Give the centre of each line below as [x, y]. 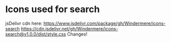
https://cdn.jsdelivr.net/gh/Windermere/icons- [70, 28]
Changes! [77, 34]
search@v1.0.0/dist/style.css [36, 34]
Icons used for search [52, 9]
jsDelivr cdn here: [24, 23]
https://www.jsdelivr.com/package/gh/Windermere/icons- [104, 23]
